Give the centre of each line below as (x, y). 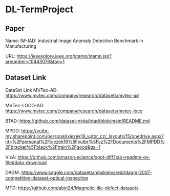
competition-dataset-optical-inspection (47, 178)
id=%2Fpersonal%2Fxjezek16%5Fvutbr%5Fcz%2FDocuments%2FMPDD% (85, 142)
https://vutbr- (35, 131)
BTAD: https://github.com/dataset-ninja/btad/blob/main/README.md (78, 121)
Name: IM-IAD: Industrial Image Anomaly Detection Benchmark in (74, 41)
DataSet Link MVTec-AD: (31, 90)
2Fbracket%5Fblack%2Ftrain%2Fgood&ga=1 (53, 147)
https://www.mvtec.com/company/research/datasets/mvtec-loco (74, 111)
